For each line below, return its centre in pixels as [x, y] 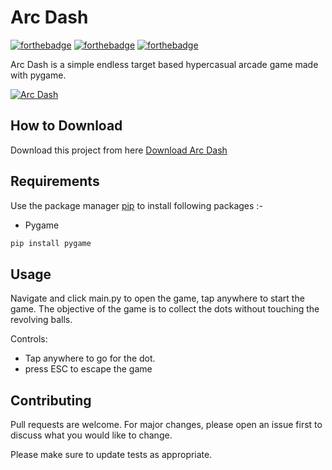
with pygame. [38, 75]
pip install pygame [51, 243]
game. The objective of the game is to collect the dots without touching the [165, 309]
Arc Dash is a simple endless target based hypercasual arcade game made [164, 64]
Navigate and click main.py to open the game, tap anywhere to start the [157, 298]
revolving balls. [41, 320]
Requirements [55, 181]
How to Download [66, 126]
